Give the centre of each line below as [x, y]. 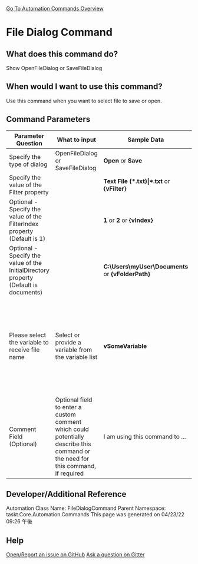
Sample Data [146, 140]
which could [72, 429]
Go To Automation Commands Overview [55, 9]
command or [73, 451]
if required [70, 473]
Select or [68, 335]
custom [65, 414]
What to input [76, 140]
